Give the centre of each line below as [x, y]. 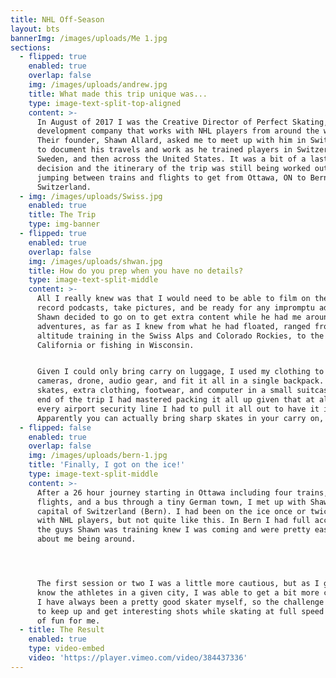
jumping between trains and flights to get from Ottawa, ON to [171, 177]
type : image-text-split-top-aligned [105, 103]
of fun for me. [68, 621]
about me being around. [86, 539]
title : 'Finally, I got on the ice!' [107, 465]
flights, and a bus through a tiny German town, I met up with [171, 502]
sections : [31, 47]
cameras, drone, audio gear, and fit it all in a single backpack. [180, 381]
